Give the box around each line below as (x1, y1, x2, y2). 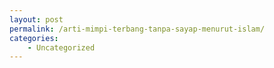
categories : (9, 33, 59, 43)
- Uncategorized (27, 42, 96, 53)
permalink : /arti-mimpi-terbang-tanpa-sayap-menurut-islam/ (9, 24, 266, 34)
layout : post (9, 14, 64, 25)
